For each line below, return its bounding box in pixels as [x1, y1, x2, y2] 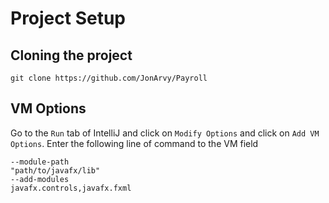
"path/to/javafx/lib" [10, 165, 101, 176]
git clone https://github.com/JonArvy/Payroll [10, 73, 208, 83]
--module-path [10, 157, 70, 167]
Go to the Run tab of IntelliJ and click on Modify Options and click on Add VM [10, 127, 320, 139]
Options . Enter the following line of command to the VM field [10, 137, 259, 149]
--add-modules [10, 174, 70, 184]
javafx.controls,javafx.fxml [10, 183, 132, 193]
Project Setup [10, 7, 127, 30]
